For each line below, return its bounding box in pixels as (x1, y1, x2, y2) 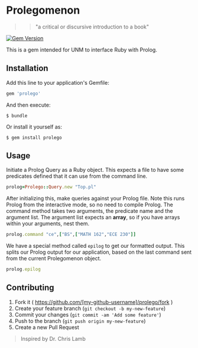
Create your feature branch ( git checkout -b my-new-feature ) (14, 305, 166, 312)
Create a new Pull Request (14, 324, 80, 331)
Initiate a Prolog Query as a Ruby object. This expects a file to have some (6, 167, 184, 174)
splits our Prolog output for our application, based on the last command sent (6, 248, 192, 256)
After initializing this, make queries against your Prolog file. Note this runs (6, 195, 185, 202)
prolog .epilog (6, 266, 41, 273)
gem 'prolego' (6, 90, 41, 97)
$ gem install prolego (6, 135, 62, 141)
